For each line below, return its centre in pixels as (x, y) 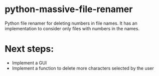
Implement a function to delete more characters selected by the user (83, 68)
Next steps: (29, 49)
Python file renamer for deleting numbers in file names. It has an (71, 23)
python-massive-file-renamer (69, 9)
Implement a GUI (29, 63)
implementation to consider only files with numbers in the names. (72, 28)
